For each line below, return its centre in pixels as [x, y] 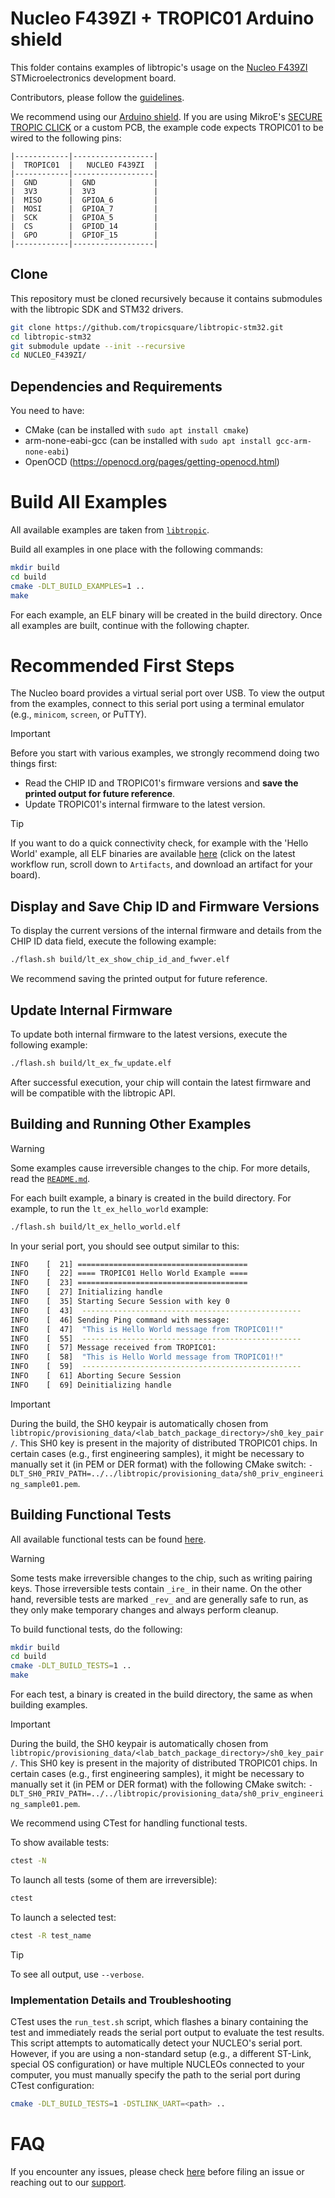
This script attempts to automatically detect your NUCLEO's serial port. [156, 2043]
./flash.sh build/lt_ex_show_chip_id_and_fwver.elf [120, 960]
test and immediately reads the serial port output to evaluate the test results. [167, 2032]
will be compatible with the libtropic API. [93, 1093]
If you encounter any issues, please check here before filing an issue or [157, 2171]
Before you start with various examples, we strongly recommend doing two [165, 753]
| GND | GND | [84, 182]
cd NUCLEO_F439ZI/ [48, 355]
